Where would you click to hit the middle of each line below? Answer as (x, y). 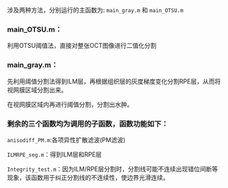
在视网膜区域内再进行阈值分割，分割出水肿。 (70, 104)
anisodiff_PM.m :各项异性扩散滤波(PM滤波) (66, 139)
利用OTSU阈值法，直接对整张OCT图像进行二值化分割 (82, 46)
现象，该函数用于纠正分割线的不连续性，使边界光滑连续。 (88, 177)
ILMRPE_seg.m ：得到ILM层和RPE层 (54, 154)
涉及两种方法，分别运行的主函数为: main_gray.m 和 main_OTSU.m (95, 10)
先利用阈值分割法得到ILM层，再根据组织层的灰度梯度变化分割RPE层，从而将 (114, 81)
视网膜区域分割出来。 (37, 90)
